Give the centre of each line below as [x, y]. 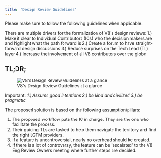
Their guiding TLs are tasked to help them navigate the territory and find [84, 130]
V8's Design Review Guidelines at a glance [60, 86]
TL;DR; [16, 69]
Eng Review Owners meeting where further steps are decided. [74, 150]
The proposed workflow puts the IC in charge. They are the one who [80, 119]
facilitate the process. [34, 124]
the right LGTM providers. [38, 135]
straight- [144, 43]
